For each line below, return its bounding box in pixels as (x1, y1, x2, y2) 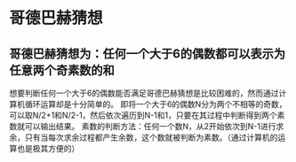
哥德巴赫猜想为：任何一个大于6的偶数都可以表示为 (9, 46, 286, 61)
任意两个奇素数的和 (9, 63, 115, 78)
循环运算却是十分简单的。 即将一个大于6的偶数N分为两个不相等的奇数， (24, 99, 287, 109)
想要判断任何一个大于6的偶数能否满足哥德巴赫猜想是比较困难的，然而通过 (9, 88, 279, 98)
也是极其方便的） (16, 143, 80, 153)
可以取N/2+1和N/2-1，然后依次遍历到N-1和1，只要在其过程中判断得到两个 (9, 110, 277, 120)
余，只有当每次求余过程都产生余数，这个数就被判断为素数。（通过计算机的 (9, 132, 278, 143)
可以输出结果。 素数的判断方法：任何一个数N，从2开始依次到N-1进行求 (24, 121, 284, 131)
